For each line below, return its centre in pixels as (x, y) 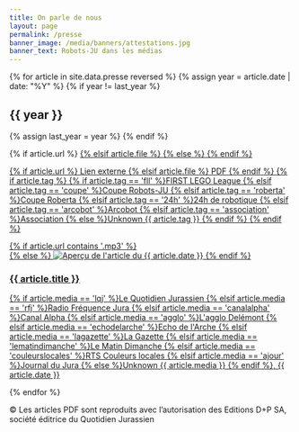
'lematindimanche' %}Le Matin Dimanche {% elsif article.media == (132, 346)
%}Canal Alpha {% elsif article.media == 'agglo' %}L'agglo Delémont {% (143, 318)
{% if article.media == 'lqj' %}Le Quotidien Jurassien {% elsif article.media (147, 299)
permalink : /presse (46, 34)
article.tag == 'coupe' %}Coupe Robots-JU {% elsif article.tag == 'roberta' (147, 190)
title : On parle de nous (56, 18)
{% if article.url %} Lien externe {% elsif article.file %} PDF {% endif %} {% (149, 171)
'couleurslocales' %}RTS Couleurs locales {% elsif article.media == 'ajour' (147, 355)
